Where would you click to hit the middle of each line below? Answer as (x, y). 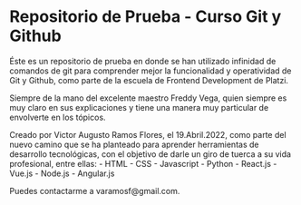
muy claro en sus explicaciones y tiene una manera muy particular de (139, 107)
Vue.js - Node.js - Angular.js (62, 173)
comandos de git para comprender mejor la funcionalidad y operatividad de (150, 71)
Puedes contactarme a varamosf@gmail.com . (95, 190)
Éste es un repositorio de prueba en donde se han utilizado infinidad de (143, 61)
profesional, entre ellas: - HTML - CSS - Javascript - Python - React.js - (143, 163)
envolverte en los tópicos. (58, 117)
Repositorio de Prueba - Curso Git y (146, 17)
